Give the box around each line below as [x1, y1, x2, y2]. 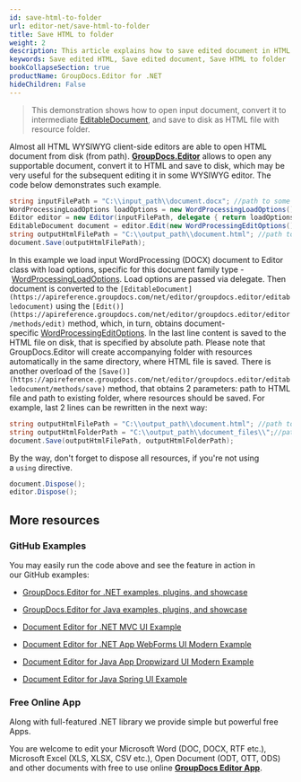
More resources [9, 513, 100, 528]
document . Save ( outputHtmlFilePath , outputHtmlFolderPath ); [9, 436, 235, 445]
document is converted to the [9, 283, 118, 294]
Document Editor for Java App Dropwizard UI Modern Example [21, 656, 254, 667]
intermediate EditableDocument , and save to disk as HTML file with [30, 114, 279, 125]
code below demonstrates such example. [9, 179, 162, 189]
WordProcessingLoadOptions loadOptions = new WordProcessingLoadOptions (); [9, 205, 298, 214]
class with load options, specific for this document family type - [9, 264, 245, 275]
